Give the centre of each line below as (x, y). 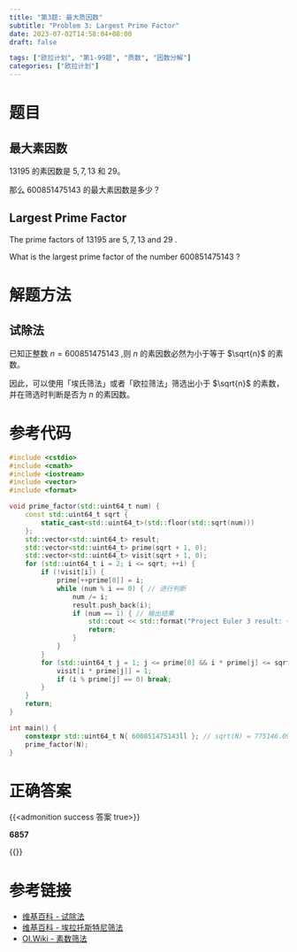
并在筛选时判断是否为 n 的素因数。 (72, 394)
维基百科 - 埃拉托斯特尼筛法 (72, 928)
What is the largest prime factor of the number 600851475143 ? (125, 257)
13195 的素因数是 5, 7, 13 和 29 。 (67, 171)
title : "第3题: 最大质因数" (56, 17)
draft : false (33, 42)
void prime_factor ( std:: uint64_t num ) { (85, 507)
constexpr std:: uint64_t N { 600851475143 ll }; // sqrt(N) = (138, 736)
